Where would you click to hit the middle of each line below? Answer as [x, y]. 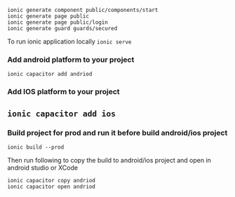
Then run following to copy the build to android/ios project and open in [109, 160]
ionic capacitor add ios [62, 114]
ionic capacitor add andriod [50, 74]
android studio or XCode [43, 168]
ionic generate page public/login [58, 22]
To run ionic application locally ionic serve [69, 41]
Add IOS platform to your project [64, 92]
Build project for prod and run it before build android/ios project [117, 133]
